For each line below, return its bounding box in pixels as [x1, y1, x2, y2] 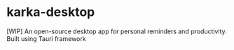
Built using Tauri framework [6, 34, 86, 42]
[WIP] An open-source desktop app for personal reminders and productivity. [6, 27, 227, 35]
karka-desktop [6, 4, 95, 20]
